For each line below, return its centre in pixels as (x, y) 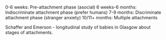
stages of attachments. (29, 32)
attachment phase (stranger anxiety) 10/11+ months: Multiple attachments (81, 18)
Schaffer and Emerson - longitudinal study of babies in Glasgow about (78, 27)
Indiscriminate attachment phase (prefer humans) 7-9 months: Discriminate (83, 12)
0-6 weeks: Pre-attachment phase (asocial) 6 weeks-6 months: (71, 7)
